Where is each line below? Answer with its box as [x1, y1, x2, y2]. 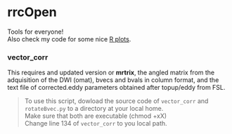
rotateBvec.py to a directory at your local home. [24, 105, 164, 113]
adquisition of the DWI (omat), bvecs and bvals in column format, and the [7, 76, 219, 84]
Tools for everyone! [7, 27, 64, 36]
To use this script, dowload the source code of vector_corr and [24, 97, 209, 105]
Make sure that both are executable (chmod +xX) [24, 112, 167, 120]
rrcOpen [7, 4, 58, 20]
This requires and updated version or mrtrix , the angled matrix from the [7, 68, 215, 77]
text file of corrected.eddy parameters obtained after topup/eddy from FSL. [7, 83, 226, 92]
